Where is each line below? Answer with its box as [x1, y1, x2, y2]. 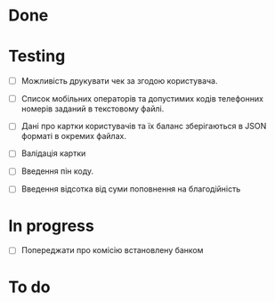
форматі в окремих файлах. [20, 131, 126, 142]
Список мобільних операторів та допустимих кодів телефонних [20, 94, 264, 104]
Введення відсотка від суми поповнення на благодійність [20, 184, 241, 194]
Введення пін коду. [20, 166, 94, 176]
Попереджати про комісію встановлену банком [20, 245, 204, 256]
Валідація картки [20, 148, 86, 159]
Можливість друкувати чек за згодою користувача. [20, 76, 218, 86]
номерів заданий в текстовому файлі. [20, 103, 165, 114]
